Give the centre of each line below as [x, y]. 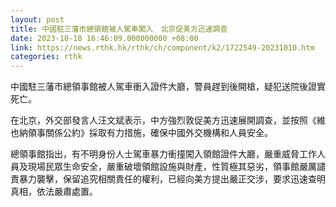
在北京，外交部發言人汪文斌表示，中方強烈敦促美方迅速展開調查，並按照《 [163, 120]
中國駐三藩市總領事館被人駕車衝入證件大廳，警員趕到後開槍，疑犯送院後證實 [168, 87]
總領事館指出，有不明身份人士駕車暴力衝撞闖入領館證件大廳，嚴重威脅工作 [163, 154]
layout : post [37, 19]
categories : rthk [46, 57]
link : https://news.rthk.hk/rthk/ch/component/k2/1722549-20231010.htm [162, 47]
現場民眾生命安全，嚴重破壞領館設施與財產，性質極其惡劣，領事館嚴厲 [172, 167]
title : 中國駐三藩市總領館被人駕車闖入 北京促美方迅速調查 [119, 29]
